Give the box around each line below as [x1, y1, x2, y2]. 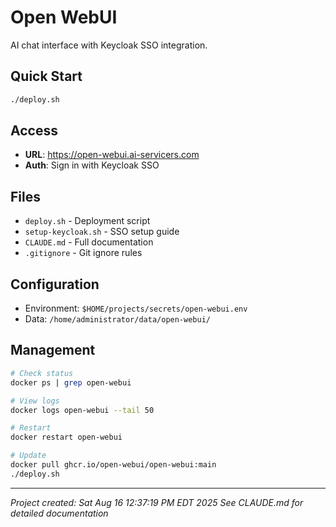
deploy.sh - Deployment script [24, 215, 151, 227]
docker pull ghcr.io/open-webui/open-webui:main [10, 460, 217, 470]
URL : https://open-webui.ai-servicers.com [24, 149, 200, 161]
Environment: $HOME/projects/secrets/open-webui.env [24, 302, 248, 315]
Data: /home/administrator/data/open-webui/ [24, 313, 211, 325]
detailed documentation [10, 507, 109, 519]
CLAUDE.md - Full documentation [24, 236, 154, 248]
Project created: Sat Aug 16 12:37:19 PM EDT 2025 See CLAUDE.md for [10, 496, 304, 508]
